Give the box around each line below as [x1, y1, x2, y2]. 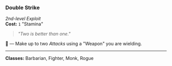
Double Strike [5, 4, 40, 11]
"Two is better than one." [17, 31, 71, 37]
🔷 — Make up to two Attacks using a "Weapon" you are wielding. [5, 41, 142, 47]
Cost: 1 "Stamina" [5, 21, 44, 27]
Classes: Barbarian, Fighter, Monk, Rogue [5, 55, 94, 61]
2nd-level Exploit [5, 16, 41, 22]
